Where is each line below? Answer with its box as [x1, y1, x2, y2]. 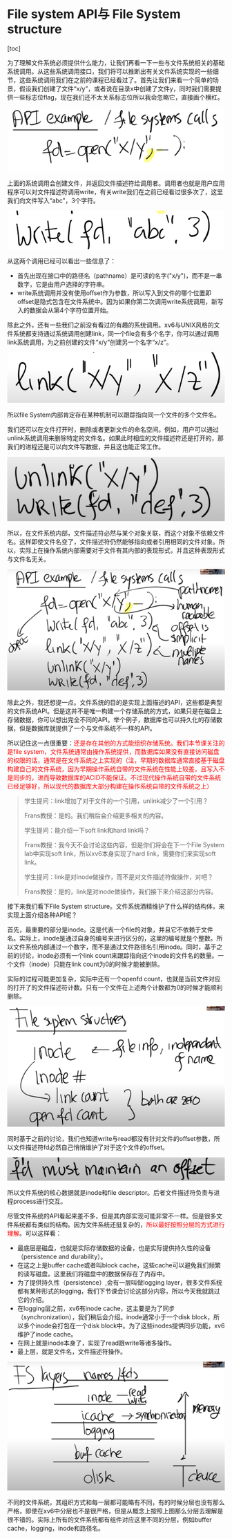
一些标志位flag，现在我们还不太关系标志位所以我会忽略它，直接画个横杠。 [12, 93, 224, 101]
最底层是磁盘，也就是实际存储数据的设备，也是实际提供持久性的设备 [17, 1244, 211, 1252]
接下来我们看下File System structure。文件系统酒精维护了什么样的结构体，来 [7, 902, 225, 910]
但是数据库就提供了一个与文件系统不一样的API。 [19, 724, 157, 733]
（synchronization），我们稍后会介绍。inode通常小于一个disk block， [17, 1313, 214, 1321]
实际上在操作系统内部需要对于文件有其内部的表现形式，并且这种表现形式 [19, 547, 225, 555]
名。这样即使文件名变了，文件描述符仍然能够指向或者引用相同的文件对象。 [7, 538, 219, 546]
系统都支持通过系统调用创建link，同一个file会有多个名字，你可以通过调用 [12, 330, 220, 338]
